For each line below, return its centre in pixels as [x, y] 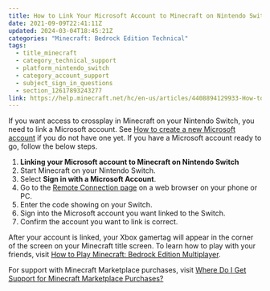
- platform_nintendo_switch [63, 68]
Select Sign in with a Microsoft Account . [88, 179]
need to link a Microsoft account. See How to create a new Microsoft [122, 129]
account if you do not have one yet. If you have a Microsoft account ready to [135, 138]
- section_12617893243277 [59, 90]
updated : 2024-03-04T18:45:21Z [61, 31]
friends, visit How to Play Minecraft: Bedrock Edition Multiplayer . [115, 255]
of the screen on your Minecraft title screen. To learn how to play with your [132, 246]
